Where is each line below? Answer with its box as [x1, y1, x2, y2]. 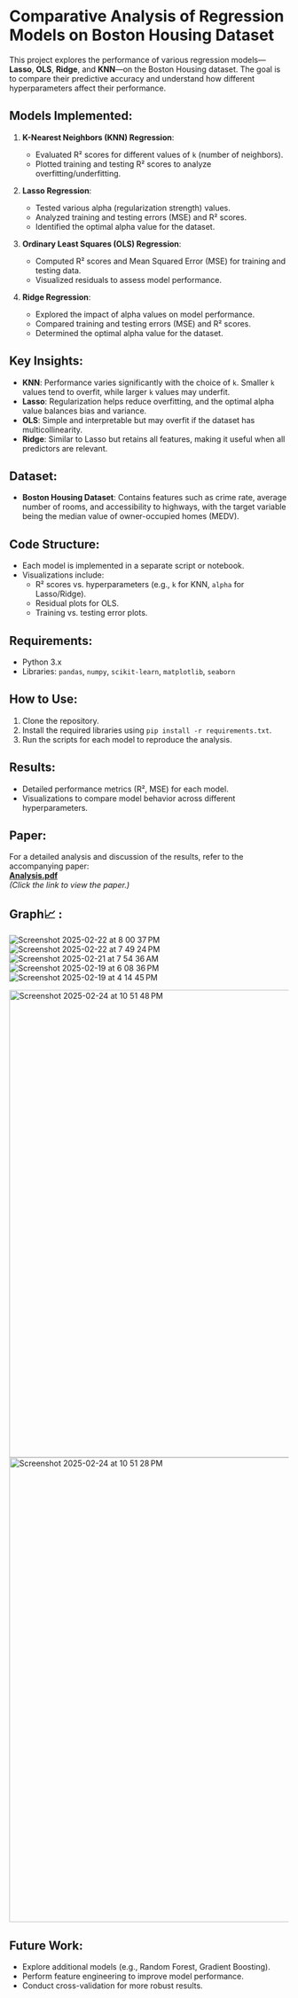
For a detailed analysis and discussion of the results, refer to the [9, 852, 244, 862]
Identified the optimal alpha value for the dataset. [35, 221, 216, 232]
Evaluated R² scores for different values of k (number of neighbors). [35, 149, 284, 160]
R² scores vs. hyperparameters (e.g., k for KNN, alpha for [35, 579, 245, 590]
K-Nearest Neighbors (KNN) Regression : [21, 131, 175, 143]
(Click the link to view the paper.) [9, 880, 130, 891]
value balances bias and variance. [21, 405, 147, 416]
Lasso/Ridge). [35, 588, 87, 600]
